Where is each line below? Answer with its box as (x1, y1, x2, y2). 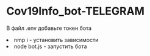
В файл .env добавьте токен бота (6, 24, 92, 32)
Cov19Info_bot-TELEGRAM (6, 4, 145, 18)
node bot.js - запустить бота (14, 43, 87, 50)
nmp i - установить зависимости (14, 36, 99, 43)
